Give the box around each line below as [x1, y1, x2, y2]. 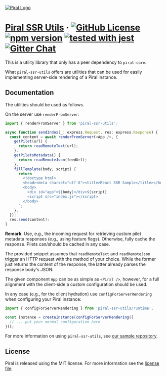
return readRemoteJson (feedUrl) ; [18, 157, 87, 162]
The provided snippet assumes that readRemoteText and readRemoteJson [5, 251, 151, 257]
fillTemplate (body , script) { [14, 166, 77, 172]
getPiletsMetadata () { [14, 153, 61, 158]
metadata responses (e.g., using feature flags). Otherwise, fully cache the [5, 236, 156, 242]
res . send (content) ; [9, 217, 50, 222]
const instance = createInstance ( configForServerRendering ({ [5, 315, 134, 320]
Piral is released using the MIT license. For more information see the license [5, 360, 160, 366]
